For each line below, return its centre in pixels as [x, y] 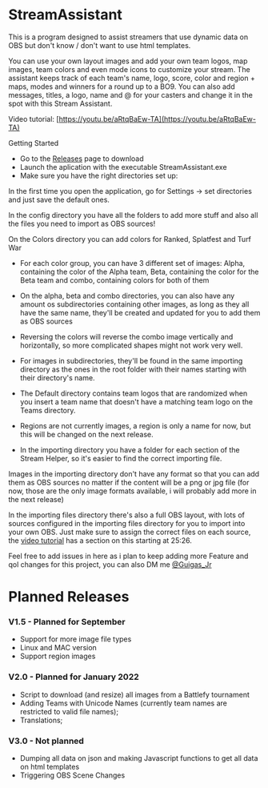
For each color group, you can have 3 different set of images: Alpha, [132, 263]
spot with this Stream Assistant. [60, 103]
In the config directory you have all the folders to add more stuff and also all [133, 215]
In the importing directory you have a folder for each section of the [130, 449]
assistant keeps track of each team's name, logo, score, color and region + [132, 78]
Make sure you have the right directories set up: [99, 175]
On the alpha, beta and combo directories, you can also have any [127, 295]
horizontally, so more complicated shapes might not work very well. [131, 345]
